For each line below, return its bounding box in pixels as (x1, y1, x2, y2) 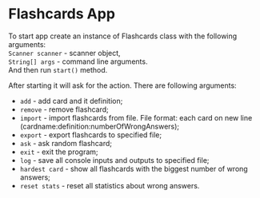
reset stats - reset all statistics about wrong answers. (19, 180, 200, 190)
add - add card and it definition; (19, 96, 123, 105)
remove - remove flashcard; (19, 105, 110, 114)
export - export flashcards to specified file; (19, 129, 162, 140)
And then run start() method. (8, 65, 108, 74)
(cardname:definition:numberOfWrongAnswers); (19, 121, 180, 131)
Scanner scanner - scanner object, (8, 48, 122, 57)
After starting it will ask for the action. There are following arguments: (8, 81, 238, 90)
